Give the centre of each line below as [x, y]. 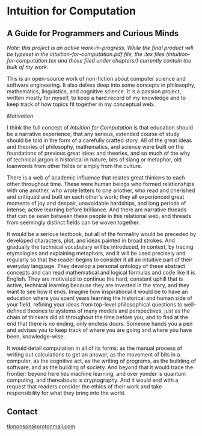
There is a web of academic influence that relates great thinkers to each [96, 178]
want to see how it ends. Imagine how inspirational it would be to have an [97, 291]
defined [17, 311]
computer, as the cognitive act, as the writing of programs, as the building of [102, 361]
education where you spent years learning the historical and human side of [100, 298]
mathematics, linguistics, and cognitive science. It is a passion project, [94, 91]
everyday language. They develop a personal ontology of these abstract [96, 266]
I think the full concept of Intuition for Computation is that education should [100, 127]
